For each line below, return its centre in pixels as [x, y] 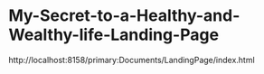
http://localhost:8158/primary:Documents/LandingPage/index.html [132, 60]
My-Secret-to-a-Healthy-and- [124, 16]
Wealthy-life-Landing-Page [113, 35]
